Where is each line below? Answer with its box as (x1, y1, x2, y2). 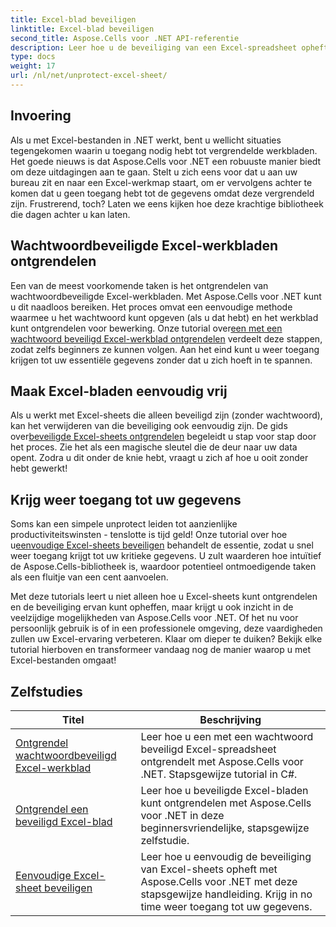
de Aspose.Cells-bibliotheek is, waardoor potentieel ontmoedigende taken (10, 561, 317, 573)
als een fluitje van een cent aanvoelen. (10, 571, 169, 583)
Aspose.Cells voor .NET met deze (140, 874, 298, 888)
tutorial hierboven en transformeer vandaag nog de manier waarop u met (10, 644, 311, 656)
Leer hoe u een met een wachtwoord (140, 729, 314, 743)
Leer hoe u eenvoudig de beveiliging (140, 849, 312, 863)
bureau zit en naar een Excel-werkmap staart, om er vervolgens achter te (10, 176, 313, 188)
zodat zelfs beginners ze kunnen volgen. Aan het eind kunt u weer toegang (10, 343, 320, 355)
